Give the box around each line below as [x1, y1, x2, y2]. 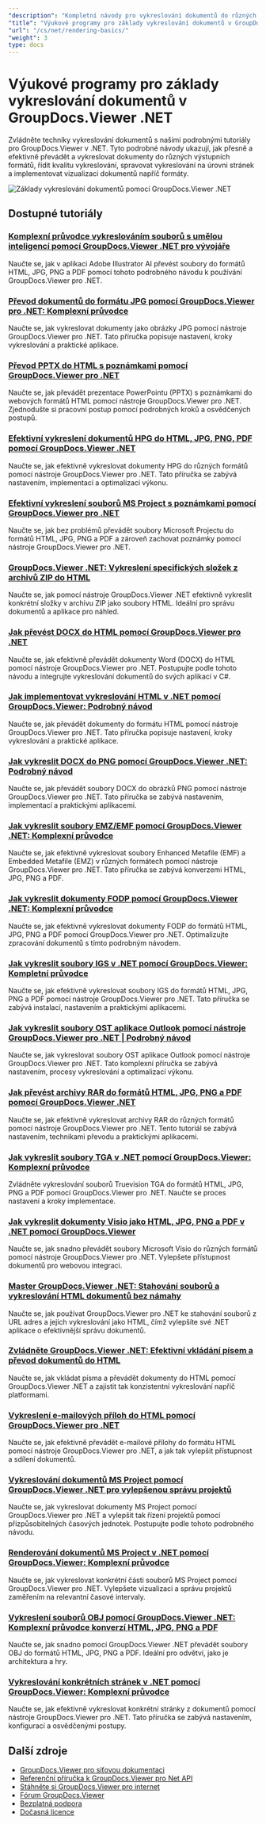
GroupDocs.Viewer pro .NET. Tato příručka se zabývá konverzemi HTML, [8, 865, 246, 874]
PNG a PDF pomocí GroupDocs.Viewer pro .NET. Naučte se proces [8, 1187, 226, 1197]
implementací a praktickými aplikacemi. [8, 801, 137, 810]
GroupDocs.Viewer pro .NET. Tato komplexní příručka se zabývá [8, 1059, 218, 1069]
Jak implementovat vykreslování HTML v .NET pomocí [8, 691, 222, 702]
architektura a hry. [8, 1656, 68, 1665]
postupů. [8, 413, 38, 423]
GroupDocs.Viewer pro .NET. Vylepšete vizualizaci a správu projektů [8, 1583, 232, 1593]
